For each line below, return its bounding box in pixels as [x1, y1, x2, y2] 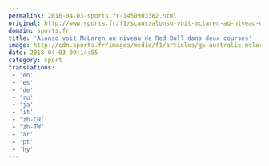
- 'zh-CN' [11, 116, 45, 124]
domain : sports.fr [8, 26, 70, 34]
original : [8, 19, 42, 27]
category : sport [8, 57, 62, 65]
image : [8, 41, 30, 49]
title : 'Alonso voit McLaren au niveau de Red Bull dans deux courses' [8, 34, 252, 42]
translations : [8, 64, 56, 72]
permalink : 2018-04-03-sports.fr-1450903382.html [8, 11, 178, 20]
